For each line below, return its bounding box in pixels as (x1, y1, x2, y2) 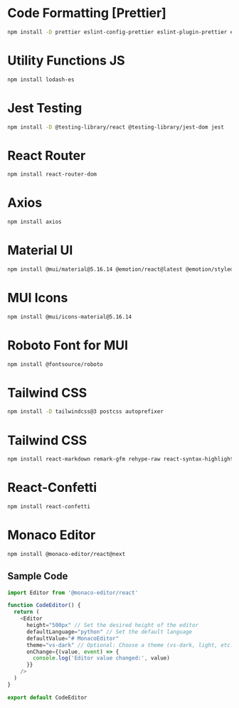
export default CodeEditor (7, 694, 87, 701)
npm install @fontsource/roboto (7, 360, 103, 368)
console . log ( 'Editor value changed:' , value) (33, 655, 171, 662)
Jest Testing (7, 100, 83, 116)
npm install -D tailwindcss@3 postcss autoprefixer (7, 408, 164, 415)
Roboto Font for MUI (7, 337, 129, 353)
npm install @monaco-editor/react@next (7, 550, 126, 557)
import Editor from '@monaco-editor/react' (7, 589, 139, 596)
